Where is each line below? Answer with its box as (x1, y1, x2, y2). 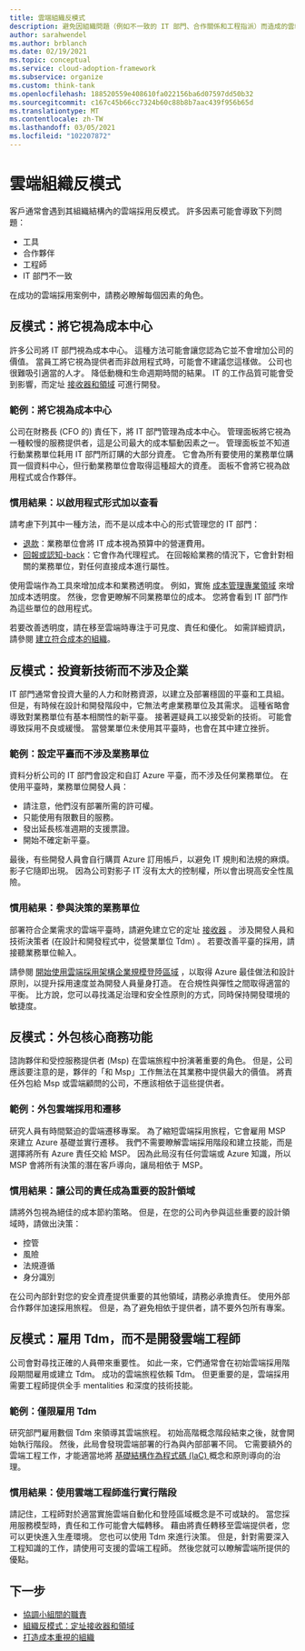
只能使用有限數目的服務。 (22, 812, 119, 823)
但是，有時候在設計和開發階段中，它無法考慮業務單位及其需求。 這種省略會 (9, 700, 290, 711)
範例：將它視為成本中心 (9, 404, 112, 416)
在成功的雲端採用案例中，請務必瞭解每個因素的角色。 (9, 289, 209, 300)
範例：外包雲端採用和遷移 (9, 1103, 122, 1116)
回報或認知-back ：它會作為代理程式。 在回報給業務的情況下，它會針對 (22, 549, 286, 560)
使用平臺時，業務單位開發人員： (9, 781, 129, 792)
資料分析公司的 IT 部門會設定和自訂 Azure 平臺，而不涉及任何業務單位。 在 (9, 770, 289, 781)
